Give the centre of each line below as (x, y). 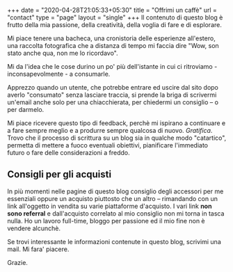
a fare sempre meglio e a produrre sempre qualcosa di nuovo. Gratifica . (110, 130)
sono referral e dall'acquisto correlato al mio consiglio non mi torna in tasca (116, 213)
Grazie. (17, 262)
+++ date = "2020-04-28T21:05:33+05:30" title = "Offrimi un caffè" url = (112, 10)
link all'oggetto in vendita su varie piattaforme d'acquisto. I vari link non (110, 206)
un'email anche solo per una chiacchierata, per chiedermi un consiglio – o (113, 102)
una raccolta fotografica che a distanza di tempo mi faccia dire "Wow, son (113, 46)
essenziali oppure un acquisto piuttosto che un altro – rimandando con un (112, 198)
